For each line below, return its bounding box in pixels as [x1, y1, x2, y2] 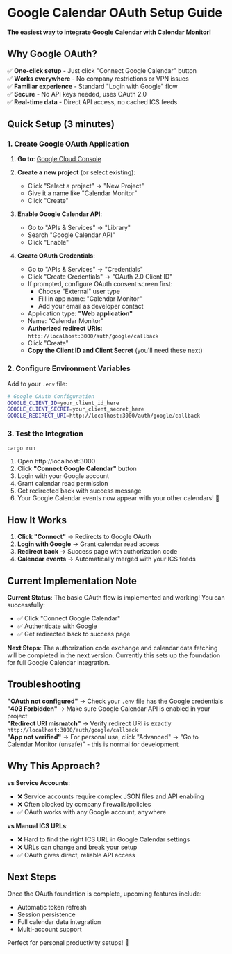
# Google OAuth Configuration [7, 393, 95, 400]
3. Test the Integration [7, 429, 83, 438]
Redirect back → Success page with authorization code [17, 548, 178, 556]
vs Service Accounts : [7, 778, 71, 787]
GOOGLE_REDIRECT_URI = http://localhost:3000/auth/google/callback [7, 412, 200, 420]
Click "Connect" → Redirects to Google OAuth [17, 533, 151, 541]
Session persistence [17, 910, 76, 919]
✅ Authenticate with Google [17, 622, 97, 630]
